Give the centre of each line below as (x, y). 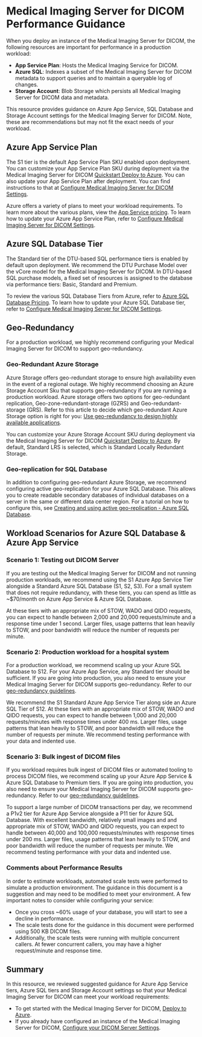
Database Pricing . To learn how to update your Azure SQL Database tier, (96, 302)
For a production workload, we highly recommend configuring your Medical (100, 342)
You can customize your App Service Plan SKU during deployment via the (98, 168)
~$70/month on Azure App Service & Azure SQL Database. (79, 599)
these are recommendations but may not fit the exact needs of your (90, 121)
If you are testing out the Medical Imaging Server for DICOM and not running (101, 573)
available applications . (34, 422)
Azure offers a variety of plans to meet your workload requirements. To (94, 205)
